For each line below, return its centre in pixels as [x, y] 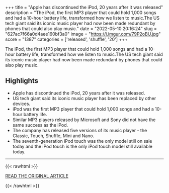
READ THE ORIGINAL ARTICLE [37, 176]
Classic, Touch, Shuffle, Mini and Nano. [53, 136]
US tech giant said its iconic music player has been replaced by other [84, 98]
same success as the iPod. [40, 125]
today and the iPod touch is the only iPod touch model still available [82, 146]
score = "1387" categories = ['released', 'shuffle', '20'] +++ [67, 39]
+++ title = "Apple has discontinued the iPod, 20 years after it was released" [84, 7]
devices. [21, 104]
